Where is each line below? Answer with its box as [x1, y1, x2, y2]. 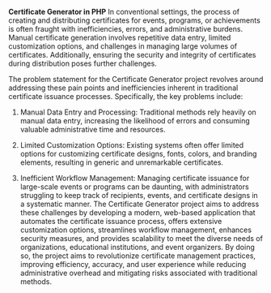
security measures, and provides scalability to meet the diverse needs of [19, 234, 263, 243]
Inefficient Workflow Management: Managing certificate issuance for [19, 174, 250, 183]
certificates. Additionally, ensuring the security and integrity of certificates [8, 50, 256, 59]
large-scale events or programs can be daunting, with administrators [19, 182, 249, 192]
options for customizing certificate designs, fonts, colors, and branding [19, 149, 257, 158]
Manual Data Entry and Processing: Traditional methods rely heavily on [19, 107, 256, 117]
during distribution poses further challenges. [8, 58, 158, 68]
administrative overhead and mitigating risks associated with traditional [19, 268, 257, 278]
